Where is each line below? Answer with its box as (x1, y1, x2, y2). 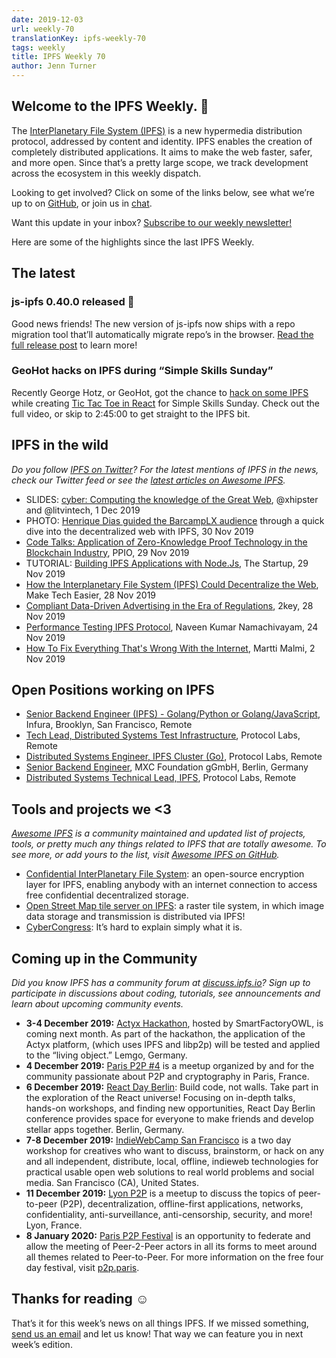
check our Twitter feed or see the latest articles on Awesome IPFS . (11, 474, 286, 486)
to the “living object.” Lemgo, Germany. (25, 1049, 188, 1061)
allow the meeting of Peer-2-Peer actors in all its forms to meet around (25, 1241, 318, 1253)
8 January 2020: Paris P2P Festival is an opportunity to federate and (25, 1230, 311, 1242)
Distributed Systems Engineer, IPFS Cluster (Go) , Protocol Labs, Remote (25, 751, 323, 763)
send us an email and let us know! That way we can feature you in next (11, 1327, 304, 1340)
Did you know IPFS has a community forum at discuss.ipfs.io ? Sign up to (11, 977, 311, 989)
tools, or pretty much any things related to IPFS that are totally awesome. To (11, 838, 327, 850)
